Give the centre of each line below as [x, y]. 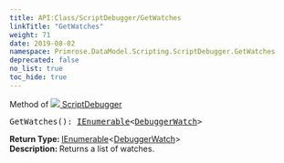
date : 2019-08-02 [42, 43]
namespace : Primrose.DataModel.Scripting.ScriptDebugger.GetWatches [142, 52]
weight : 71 [30, 35]
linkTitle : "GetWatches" [57, 26]
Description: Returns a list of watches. [82, 148]
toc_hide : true [38, 77]
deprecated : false [44, 60]
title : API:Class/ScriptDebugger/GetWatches [95, 18]
